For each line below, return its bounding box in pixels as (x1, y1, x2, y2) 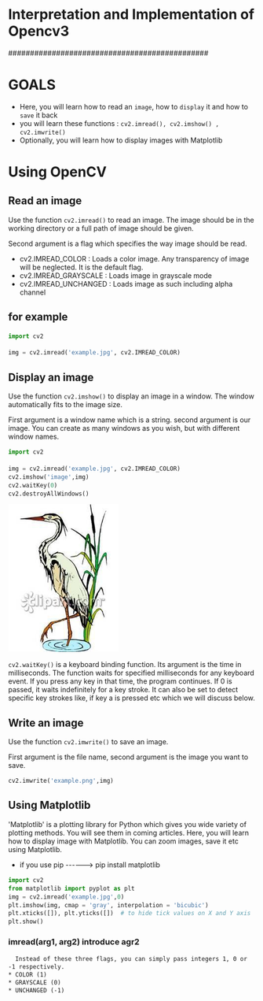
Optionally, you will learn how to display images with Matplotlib (19, 135, 223, 145)
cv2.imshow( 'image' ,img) (8, 473, 89, 481)
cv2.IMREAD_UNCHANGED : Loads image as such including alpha (19, 279, 233, 288)
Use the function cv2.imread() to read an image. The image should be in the (8, 215, 254, 224)
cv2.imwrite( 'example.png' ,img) (8, 777, 114, 785)
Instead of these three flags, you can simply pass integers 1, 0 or (15, 955, 247, 963)
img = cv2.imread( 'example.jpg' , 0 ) (8, 892, 125, 901)
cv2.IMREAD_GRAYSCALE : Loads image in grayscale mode (19, 270, 212, 280)
